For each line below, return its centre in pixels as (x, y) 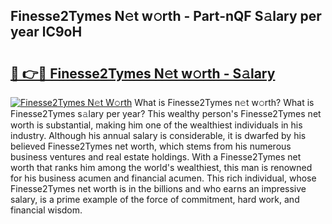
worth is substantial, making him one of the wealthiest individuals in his (156, 125)
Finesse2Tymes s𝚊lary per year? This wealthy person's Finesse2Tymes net (166, 113)
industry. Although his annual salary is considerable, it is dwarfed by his (158, 135)
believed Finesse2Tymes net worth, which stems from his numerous (151, 146)
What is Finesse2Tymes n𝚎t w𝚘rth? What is (224, 102)
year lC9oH (46, 32)
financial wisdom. (46, 210)
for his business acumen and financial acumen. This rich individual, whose (163, 178)
